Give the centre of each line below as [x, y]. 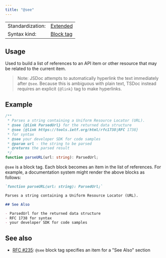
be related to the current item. [36, 69]
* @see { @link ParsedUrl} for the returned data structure [70, 125]
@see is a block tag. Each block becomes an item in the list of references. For [83, 167]
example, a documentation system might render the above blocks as [75, 172]
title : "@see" [20, 10]
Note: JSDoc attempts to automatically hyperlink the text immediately [88, 78]
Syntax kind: [22, 34]
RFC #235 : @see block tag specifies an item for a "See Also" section [81, 250]
